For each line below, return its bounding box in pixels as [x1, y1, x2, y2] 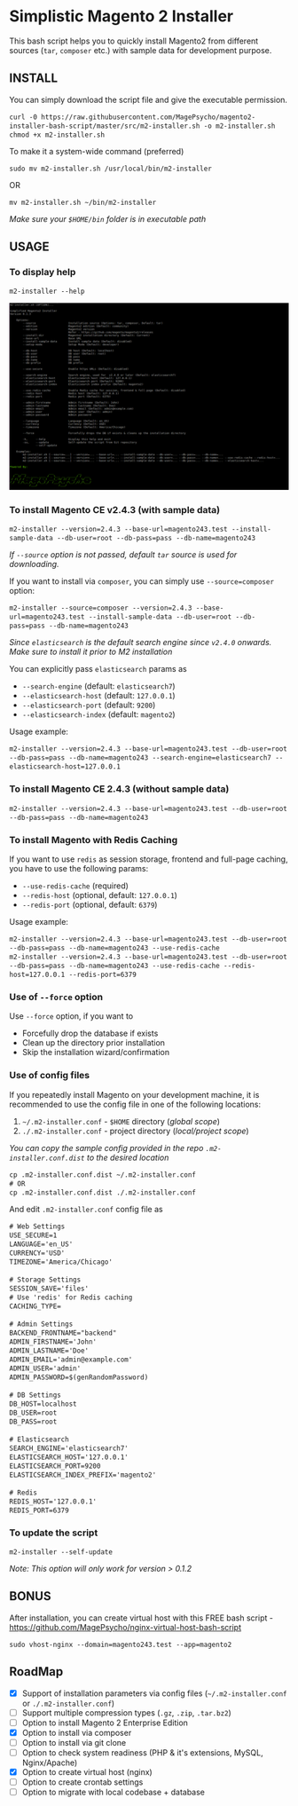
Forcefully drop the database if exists [21, 1028, 159, 1039]
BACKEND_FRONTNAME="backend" [9, 1329, 117, 1337]
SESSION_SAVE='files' [9, 1284, 90, 1293]
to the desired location [86, 1152, 169, 1163]
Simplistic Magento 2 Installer [9, 6, 234, 27]
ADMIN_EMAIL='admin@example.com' [9, 1355, 133, 1364]
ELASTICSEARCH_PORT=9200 [9, 1462, 101, 1471]
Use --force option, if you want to [9, 1011, 134, 1021]
